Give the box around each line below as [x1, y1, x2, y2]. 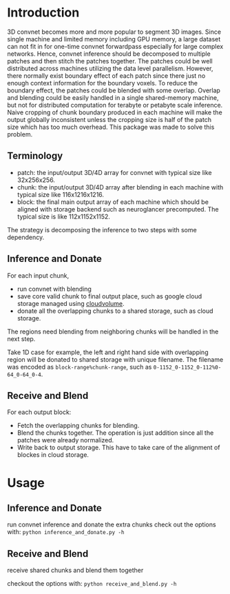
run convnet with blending [17, 285, 92, 293]
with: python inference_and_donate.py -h [7, 528, 125, 536]
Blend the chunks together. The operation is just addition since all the [17, 429, 214, 437]
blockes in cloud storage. [17, 451, 90, 459]
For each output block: [7, 408, 72, 416]
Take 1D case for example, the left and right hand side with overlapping [7, 348, 209, 356]
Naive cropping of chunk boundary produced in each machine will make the [7, 108, 222, 116]
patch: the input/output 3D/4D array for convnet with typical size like [17, 168, 212, 176]
